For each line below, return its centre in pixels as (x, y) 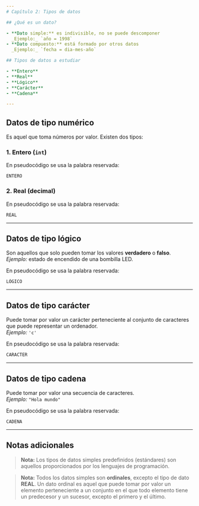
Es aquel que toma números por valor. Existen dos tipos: (75, 137)
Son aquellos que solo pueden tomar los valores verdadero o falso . (89, 253)
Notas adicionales (40, 446)
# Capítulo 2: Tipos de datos (44, 12)
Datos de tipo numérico (50, 122)
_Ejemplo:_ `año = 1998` (42, 39)
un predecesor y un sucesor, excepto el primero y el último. (93, 496)
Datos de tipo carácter (48, 305)
